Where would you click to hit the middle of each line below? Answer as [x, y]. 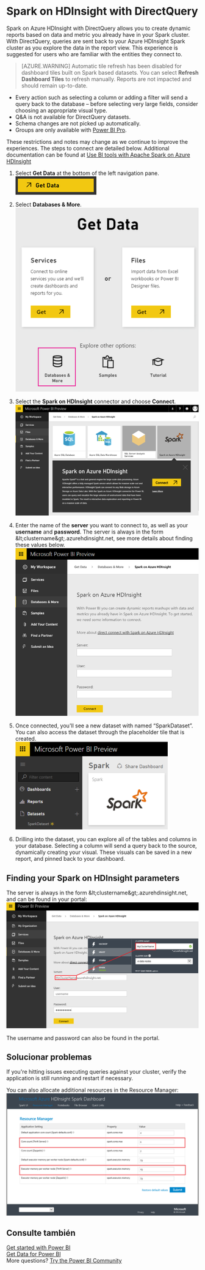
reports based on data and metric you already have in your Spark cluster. [98, 34]
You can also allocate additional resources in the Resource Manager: [92, 1090]
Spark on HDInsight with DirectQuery [102, 11]
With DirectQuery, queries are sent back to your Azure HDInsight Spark [96, 41]
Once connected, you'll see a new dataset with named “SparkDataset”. [104, 726]
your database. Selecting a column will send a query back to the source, [106, 846]
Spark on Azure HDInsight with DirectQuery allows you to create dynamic [99, 28]
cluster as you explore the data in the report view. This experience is [92, 48]
